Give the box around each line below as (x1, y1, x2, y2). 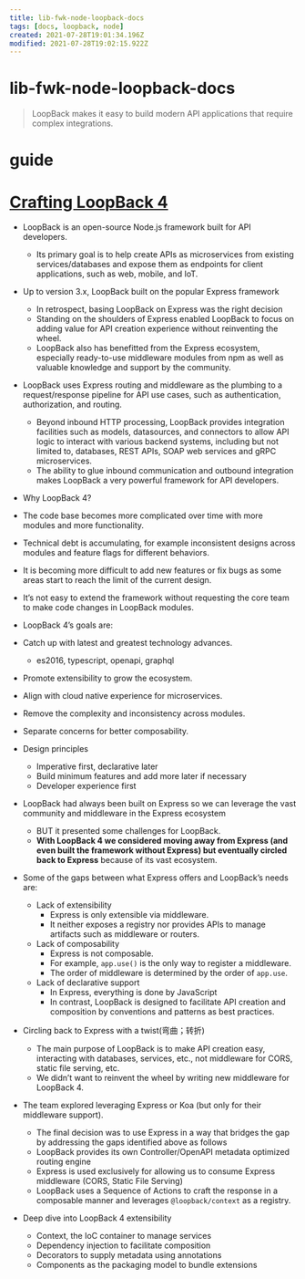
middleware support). (22, 1109, 104, 1120)
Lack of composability (36, 939, 120, 950)
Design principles (22, 743, 89, 754)
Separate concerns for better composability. (22, 726, 189, 737)
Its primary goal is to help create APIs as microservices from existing (36, 249, 294, 260)
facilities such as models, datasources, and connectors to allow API (36, 426, 290, 438)
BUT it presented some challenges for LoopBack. (36, 826, 221, 837)
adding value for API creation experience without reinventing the (36, 323, 279, 334)
